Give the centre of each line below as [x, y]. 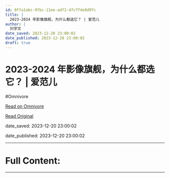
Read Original [19, 116]
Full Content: [33, 161]
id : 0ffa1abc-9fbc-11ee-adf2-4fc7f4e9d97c [51, 10]
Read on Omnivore [25, 106]
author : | [16, 24]
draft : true [18, 43]
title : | [14, 15]
